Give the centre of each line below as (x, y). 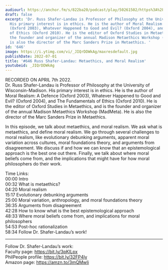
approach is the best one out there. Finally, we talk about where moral (77, 153)
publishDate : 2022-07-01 (31, 56)
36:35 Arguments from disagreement (43, 205)
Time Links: (17, 173)
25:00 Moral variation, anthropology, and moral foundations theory (74, 200)
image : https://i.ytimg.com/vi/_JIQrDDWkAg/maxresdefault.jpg (71, 51)
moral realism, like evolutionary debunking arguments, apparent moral (77, 137)
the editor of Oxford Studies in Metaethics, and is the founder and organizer (83, 106)
